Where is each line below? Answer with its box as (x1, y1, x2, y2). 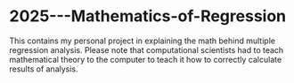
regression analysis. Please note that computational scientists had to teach (9, 44, 284, 55)
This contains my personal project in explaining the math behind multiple (9, 35, 276, 46)
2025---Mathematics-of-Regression (9, 6, 287, 26)
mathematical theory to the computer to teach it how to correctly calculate (9, 54, 282, 64)
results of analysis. (9, 64, 78, 74)
